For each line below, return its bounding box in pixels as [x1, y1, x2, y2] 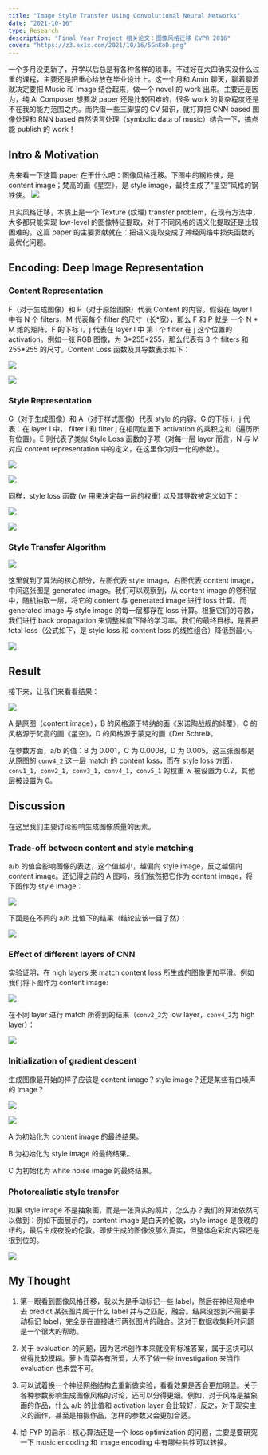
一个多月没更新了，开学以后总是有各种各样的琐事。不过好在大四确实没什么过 [8, 65, 260, 74]
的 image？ [8, 1084, 45, 1094]
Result [8, 664, 41, 678]
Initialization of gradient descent [8, 1056, 137, 1067]
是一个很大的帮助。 [19, 1326, 84, 1336]
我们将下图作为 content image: [8, 978, 109, 988]
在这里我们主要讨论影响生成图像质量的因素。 [8, 821, 156, 831]
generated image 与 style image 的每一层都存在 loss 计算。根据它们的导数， [8, 606, 258, 615]
